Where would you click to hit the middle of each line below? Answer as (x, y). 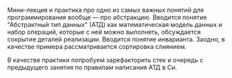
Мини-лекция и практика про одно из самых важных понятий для (106, 10)
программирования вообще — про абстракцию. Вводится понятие (107, 17)
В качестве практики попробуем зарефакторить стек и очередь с (105, 60)
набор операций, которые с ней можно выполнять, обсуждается (104, 32)
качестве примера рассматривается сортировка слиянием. (97, 47)
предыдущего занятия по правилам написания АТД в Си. (92, 67)
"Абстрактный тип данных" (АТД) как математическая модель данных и (115, 25)
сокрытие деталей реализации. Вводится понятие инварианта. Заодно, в (116, 39)
